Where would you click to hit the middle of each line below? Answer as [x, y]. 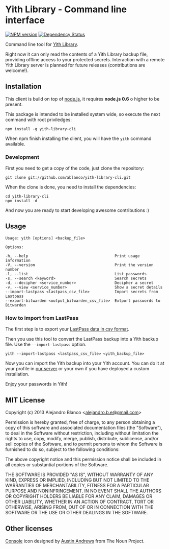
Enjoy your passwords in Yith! [36, 384]
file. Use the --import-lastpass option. [46, 344]
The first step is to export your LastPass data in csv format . [67, 329]
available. [15, 144]
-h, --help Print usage [73, 256]
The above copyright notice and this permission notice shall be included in [83, 459]
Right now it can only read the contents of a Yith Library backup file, [77, 54]
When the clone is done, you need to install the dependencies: [71, 187]
